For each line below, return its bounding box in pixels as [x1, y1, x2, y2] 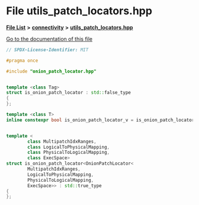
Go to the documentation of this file [6, 35, 93, 42]
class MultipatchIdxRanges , [27, 138, 97, 144]
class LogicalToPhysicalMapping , [27, 144, 110, 150]
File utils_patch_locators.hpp [6, 4, 153, 18]
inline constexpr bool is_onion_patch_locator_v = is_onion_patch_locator [6, 117, 195, 123]
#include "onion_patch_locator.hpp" [6, 68, 97, 74]
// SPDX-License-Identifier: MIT [6, 46, 89, 53]
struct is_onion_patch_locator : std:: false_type [6, 90, 131, 96]
